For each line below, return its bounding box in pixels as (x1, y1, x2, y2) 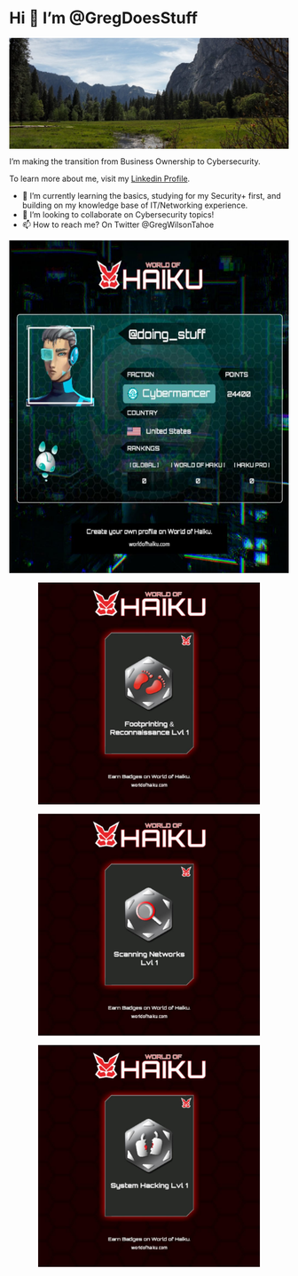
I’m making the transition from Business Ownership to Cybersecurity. (9, 155, 261, 167)
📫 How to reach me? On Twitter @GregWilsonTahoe (21, 219, 215, 230)
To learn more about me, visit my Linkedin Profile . (9, 173, 191, 184)
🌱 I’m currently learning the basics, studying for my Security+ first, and (21, 190, 281, 201)
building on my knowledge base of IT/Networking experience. (21, 200, 248, 210)
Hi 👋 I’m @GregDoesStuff (9, 8, 198, 28)
